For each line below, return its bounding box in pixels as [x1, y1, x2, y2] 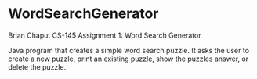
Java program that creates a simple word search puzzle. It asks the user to [8, 45, 249, 55]
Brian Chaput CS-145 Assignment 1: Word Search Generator [8, 31, 201, 40]
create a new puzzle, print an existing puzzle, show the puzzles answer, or [8, 54, 249, 63]
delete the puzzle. [8, 62, 67, 71]
